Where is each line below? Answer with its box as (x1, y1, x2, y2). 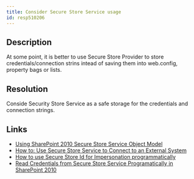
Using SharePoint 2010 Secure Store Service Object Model (15, 140, 163, 147)
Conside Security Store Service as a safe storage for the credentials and (6, 100, 189, 107)
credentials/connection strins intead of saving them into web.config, (6, 60, 178, 67)
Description (6, 37, 52, 47)
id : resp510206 (6, 15, 45, 21)
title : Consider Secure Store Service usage (6, 9, 121, 15)
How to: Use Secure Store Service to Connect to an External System (15, 147, 187, 154)
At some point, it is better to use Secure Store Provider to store (6, 53, 164, 61)
